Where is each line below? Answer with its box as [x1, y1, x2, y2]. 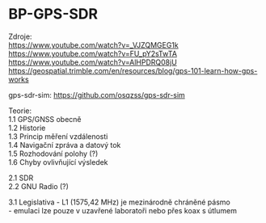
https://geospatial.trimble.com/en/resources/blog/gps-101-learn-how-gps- [8, 65, 258, 75]
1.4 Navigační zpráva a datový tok [8, 140, 121, 149]
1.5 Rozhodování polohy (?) [8, 149, 99, 158]
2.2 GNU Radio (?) [8, 181, 69, 191]
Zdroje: [8, 32, 32, 41]
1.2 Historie [8, 123, 46, 133]
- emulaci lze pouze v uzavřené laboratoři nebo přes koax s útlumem [8, 205, 237, 215]
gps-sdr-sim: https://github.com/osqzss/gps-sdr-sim [8, 90, 186, 99]
